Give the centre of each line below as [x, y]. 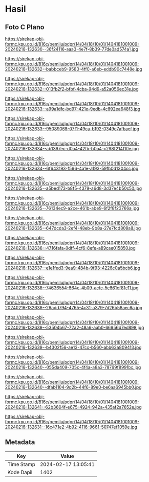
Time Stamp [21, 464]
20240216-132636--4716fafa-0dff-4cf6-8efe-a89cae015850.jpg [70, 248]
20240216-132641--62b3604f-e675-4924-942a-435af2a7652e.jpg [73, 407]
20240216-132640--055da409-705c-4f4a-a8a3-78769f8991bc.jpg [73, 367]
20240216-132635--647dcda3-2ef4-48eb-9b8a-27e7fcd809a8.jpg [73, 228]
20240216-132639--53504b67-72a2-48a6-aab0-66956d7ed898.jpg [74, 327]
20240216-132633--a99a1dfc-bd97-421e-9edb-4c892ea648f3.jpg [73, 109]
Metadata [20, 442]
